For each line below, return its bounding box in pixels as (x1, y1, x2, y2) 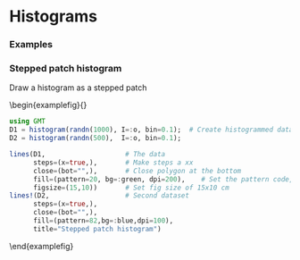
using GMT (9, 117, 46, 126)
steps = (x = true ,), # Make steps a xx (32, 158, 194, 167)
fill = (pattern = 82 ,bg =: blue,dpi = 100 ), (32, 216, 174, 225)
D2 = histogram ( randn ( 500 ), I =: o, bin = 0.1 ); (9, 134, 181, 143)
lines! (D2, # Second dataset (9, 191, 190, 200)
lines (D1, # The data (9, 150, 166, 159)
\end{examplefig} (9, 240, 74, 251)
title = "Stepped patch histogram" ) (32, 224, 162, 233)
